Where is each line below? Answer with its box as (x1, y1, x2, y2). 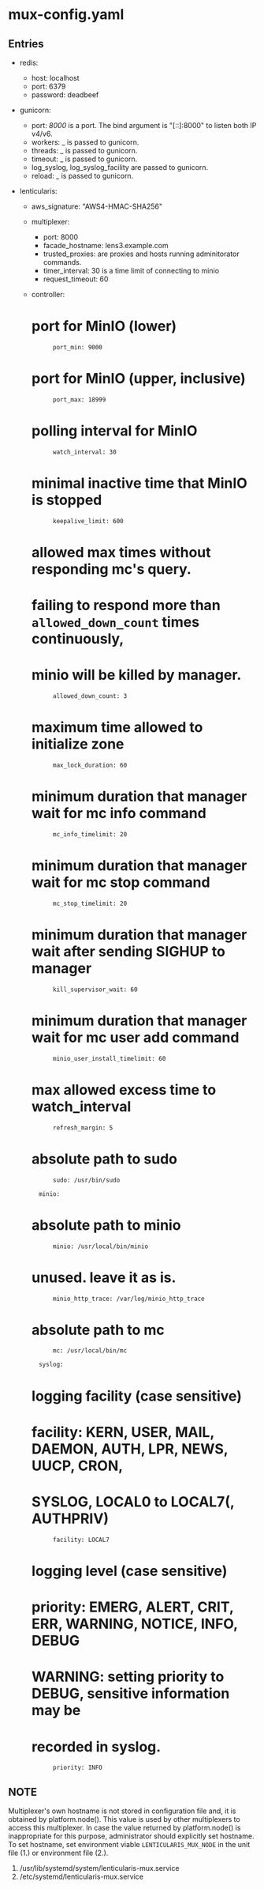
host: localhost (31, 74, 80, 82)
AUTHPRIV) (31, 1510, 109, 1527)
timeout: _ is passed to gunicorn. (31, 154, 138, 164)
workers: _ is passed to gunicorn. (31, 138, 139, 147)
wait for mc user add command (31, 1029, 240, 1046)
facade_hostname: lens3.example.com (43, 241, 169, 250)
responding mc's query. (31, 560, 191, 578)
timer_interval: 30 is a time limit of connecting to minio (43, 266, 219, 275)
